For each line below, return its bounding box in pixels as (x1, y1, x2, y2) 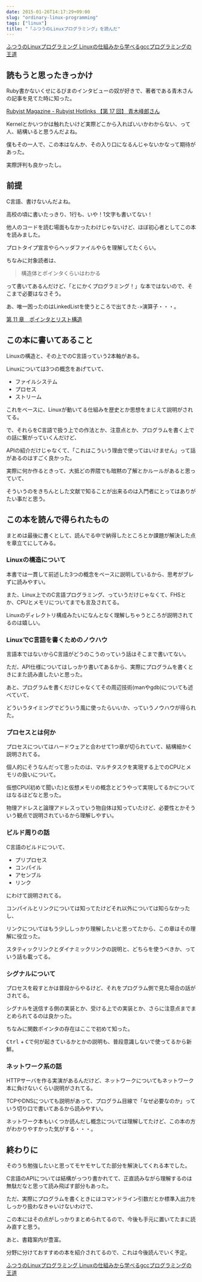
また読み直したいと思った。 (16, 671, 86, 678)
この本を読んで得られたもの (6, 514, 109, 525)
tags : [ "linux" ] (6, 20, 47, 26)
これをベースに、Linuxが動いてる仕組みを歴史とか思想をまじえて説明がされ (6, 406, 194, 413)
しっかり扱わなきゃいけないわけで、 (6, 1203, 96, 1210)
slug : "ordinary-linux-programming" (6, 15, 98, 21)
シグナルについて (6, 970, 56, 978)
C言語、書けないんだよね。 (6, 198, 74, 205)
